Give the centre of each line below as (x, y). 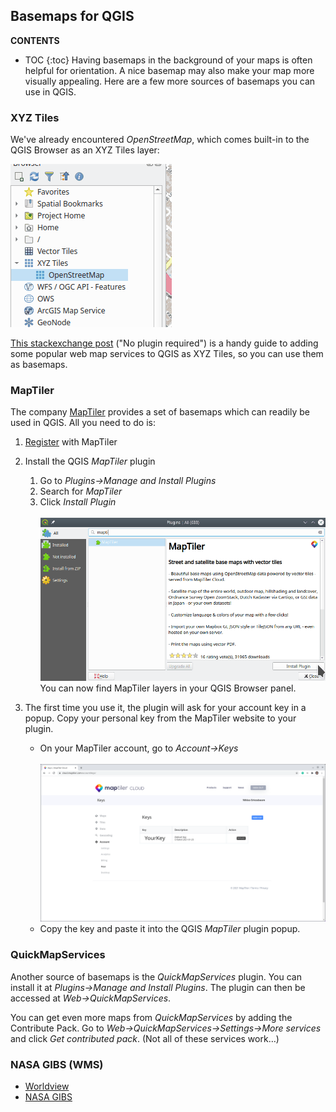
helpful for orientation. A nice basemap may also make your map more (169, 70)
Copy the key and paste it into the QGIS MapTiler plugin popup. (170, 929)
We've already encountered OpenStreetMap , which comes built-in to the (160, 140)
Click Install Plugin (78, 502)
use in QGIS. (50, 91)
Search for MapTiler (81, 491)
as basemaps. (39, 365)
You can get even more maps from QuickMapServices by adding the (151, 1017)
